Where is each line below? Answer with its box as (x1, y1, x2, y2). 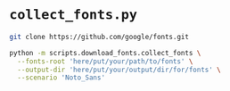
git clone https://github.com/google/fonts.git (9, 32, 190, 41)
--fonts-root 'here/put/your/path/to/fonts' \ (17, 56, 193, 66)
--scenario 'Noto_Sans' (17, 73, 105, 82)
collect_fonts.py (9, 6, 138, 23)
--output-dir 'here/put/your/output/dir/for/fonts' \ (17, 65, 221, 74)
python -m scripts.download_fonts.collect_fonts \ (9, 48, 201, 57)
